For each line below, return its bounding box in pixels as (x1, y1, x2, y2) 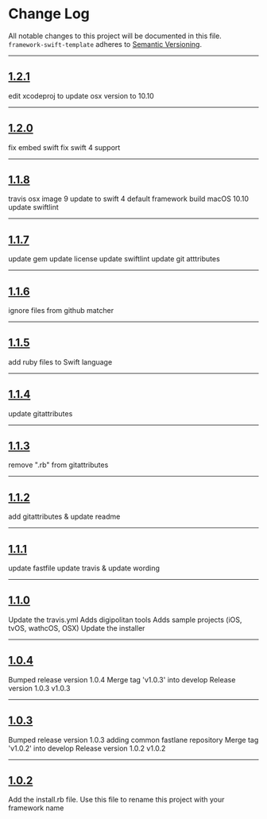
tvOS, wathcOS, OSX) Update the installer (8, 623, 145, 632)
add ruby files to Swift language (8, 357, 113, 366)
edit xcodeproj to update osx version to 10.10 (8, 91, 155, 100)
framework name (8, 803, 64, 813)
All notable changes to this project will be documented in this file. (8, 31, 222, 41)
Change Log (8, 5, 90, 23)
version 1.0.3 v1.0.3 (8, 683, 71, 693)
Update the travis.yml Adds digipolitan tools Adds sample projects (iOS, (8, 615, 242, 624)
